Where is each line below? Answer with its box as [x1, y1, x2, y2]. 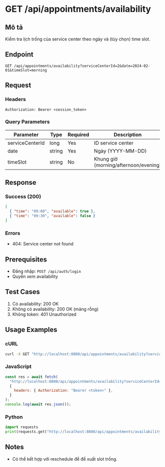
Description [113, 131, 142, 138]
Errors [5, 230, 21, 236]
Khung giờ [94, 155, 118, 162]
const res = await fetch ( [5, 374, 58, 379]
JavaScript [5, 363, 32, 370]
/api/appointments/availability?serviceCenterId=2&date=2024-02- [14, 63, 151, 68]
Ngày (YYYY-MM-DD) [94, 147, 147, 154]
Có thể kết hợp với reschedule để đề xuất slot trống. [12, 456, 118, 462]
